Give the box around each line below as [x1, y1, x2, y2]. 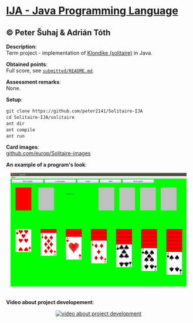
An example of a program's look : [6, 161, 87, 168]
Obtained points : [6, 61, 48, 68]
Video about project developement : [6, 298, 94, 305]
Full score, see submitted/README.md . [6, 67, 94, 74]
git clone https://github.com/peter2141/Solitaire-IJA [6, 108, 143, 114]
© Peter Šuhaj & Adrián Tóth [6, 28, 111, 38]
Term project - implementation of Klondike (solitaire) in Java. [6, 49, 153, 56]
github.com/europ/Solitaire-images [6, 150, 91, 157]
